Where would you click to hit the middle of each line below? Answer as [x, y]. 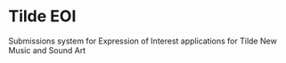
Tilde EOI [42, 16]
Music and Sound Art [47, 50]
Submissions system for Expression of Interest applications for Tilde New [143, 41]
